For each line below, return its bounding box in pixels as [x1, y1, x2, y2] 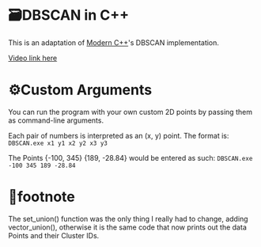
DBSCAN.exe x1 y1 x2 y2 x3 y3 [8, 139, 108, 147]
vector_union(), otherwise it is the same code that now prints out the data [8, 222, 247, 232]
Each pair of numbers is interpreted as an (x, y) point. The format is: [8, 131, 229, 140]
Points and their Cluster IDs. [8, 230, 100, 240]
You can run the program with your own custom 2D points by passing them [8, 107, 253, 116]
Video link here [8, 53, 58, 63]
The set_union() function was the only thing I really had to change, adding [8, 214, 248, 223]
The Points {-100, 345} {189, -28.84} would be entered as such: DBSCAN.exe [8, 153, 253, 162]
